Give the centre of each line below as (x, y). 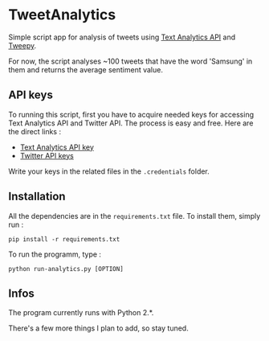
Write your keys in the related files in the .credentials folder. (109, 171)
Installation (37, 197)
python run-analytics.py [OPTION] (66, 269)
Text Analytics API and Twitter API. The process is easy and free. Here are (131, 123)
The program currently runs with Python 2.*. (81, 313)
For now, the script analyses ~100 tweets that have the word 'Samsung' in (130, 61)
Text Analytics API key (57, 147)
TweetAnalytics (62, 15)
